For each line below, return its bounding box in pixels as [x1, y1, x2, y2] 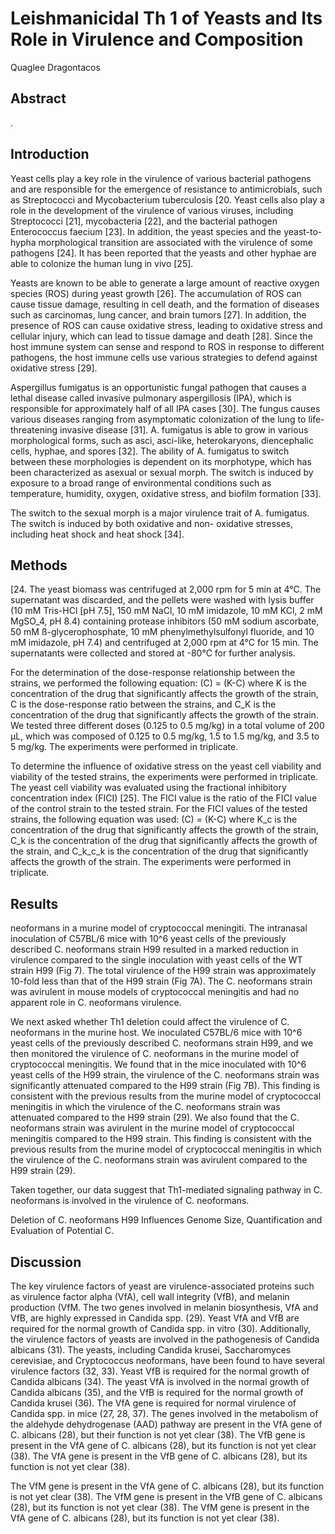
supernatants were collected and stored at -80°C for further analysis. [10, 647, 296, 659]
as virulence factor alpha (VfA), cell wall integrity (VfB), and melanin [10, 1291, 290, 1302]
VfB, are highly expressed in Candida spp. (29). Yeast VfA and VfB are [10, 1312, 300, 1324]
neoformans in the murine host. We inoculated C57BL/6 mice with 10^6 [10, 1027, 303, 1039]
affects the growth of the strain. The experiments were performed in [10, 856, 292, 868]
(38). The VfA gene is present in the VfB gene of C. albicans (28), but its [10, 1450, 308, 1462]
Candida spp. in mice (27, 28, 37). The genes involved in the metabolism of [10, 1408, 319, 1419]
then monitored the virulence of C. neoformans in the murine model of [10, 1048, 300, 1060]
